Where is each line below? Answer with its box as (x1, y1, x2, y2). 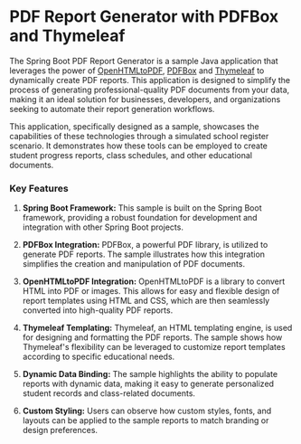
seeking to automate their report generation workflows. (9, 103, 215, 114)
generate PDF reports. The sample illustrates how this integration (22, 249, 265, 260)
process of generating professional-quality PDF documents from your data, (9, 84, 290, 95)
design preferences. (22, 425, 98, 436)
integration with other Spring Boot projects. (22, 222, 183, 232)
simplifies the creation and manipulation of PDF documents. (22, 259, 246, 269)
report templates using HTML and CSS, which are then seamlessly (22, 296, 270, 307)
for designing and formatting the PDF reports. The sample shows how (22, 332, 283, 343)
